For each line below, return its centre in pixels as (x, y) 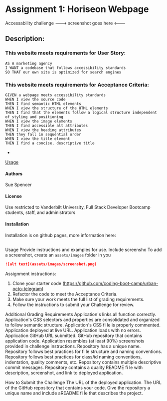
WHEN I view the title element (38, 138)
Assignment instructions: (31, 273)
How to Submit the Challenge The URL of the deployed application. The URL (83, 382)
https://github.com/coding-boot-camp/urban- (111, 283)
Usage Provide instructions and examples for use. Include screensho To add (83, 249)
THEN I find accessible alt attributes (47, 125)
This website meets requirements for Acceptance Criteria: (77, 84)
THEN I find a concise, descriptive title (50, 143)
